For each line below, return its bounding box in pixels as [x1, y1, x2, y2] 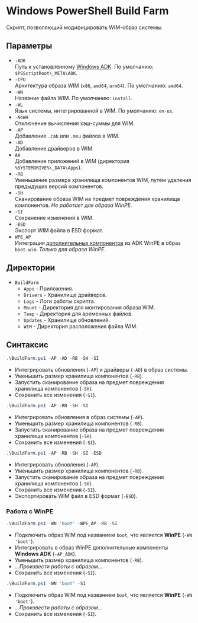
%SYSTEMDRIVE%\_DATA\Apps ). [14, 164, 82, 171]
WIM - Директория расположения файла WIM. [23, 322, 138, 330]
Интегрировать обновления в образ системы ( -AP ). [14, 414, 144, 421]
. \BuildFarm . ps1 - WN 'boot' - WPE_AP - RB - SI [6, 520, 118, 527]
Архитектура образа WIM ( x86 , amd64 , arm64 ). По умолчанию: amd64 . [14, 82, 183, 89]
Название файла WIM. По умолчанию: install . [14, 94, 133, 101]
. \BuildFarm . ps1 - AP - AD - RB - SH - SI [6, 356, 99, 362]
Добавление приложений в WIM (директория [14, 157, 130, 164]
